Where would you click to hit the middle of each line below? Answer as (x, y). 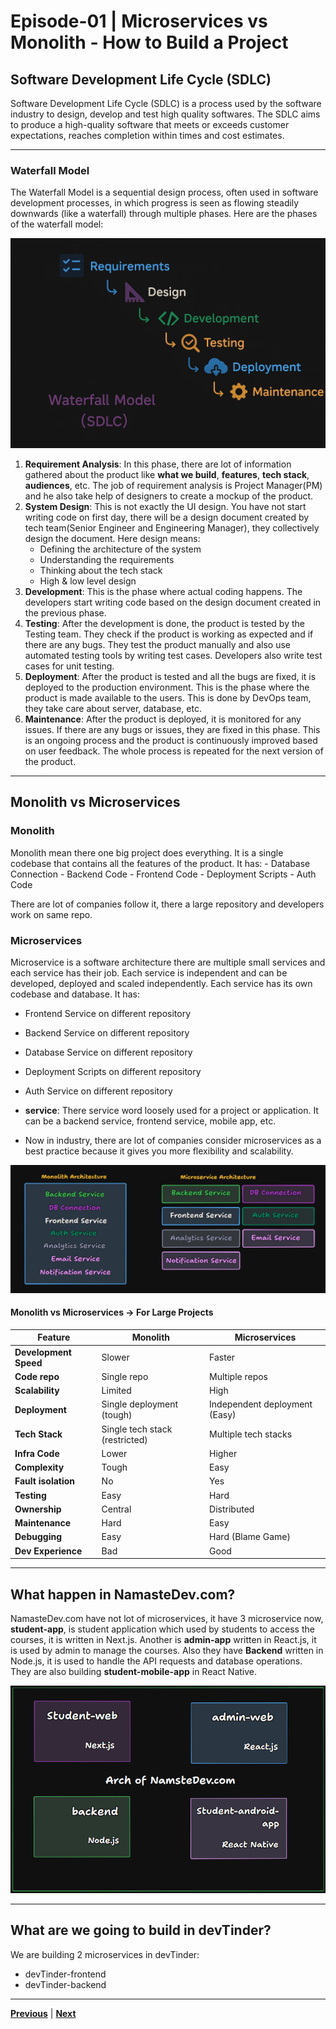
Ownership (38, 1509)
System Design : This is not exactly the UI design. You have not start (165, 506)
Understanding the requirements (107, 559)
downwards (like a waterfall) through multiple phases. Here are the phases (164, 214)
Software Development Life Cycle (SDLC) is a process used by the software (166, 103)
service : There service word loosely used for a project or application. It (171, 1110)
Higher (223, 1453)
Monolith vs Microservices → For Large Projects (112, 1312)
